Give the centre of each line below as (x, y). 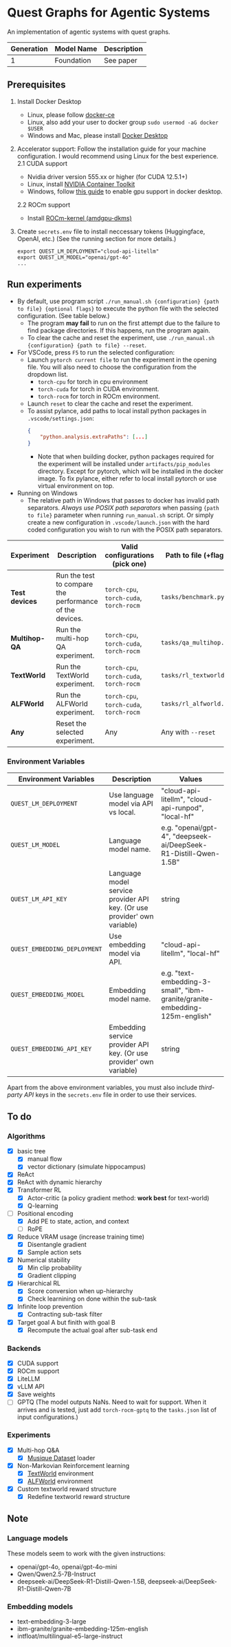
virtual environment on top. (76, 486)
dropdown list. (48, 374)
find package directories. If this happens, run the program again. (119, 330)
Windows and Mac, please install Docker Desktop (98, 135)
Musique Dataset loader (61, 1458)
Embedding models (40, 1606)
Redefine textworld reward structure (79, 1497)
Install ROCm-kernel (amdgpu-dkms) (79, 218)
